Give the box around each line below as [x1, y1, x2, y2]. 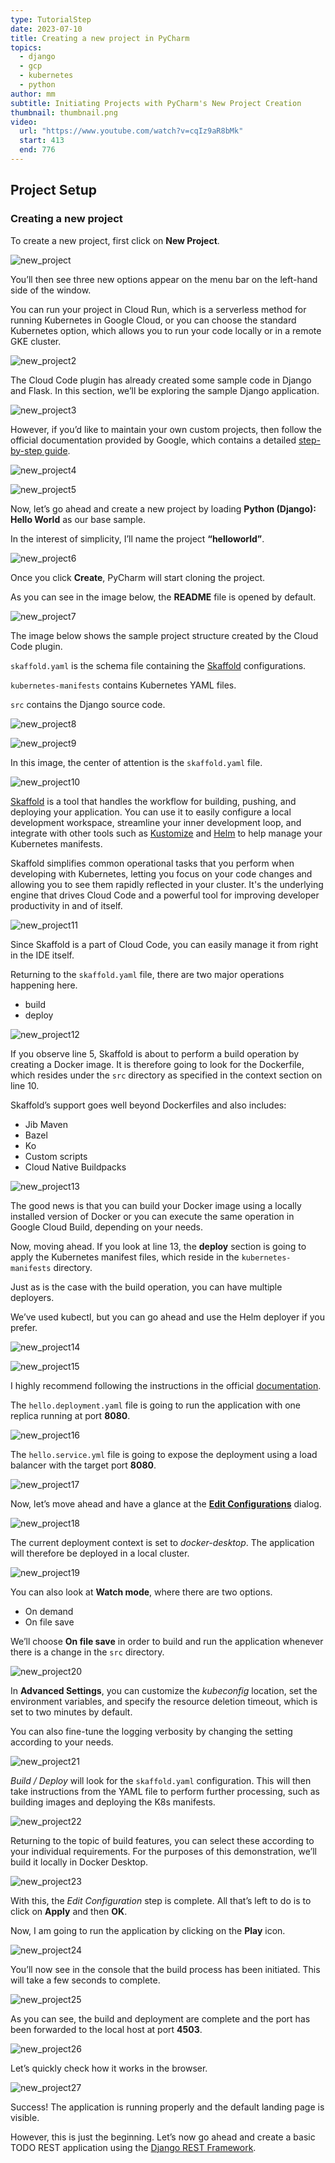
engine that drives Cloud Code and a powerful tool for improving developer [10, 889, 320, 901]
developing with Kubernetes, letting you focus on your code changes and [10, 867, 313, 880]
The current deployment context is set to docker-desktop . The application [10, 1536, 315, 1548]
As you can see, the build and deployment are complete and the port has [10, 2012, 311, 2025]
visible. [10, 2111, 40, 2123]
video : [10, 117, 38, 127]
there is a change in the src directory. [10, 1646, 165, 1658]
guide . [44, 444, 71, 456]
